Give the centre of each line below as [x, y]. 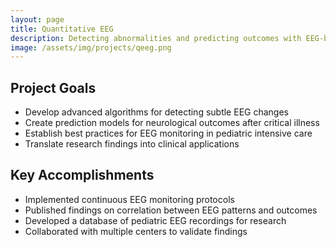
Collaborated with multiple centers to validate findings [136, 231]
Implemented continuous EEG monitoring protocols [129, 199]
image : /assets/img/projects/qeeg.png [91, 47]
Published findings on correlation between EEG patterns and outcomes [171, 210]
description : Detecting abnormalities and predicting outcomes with [156, 38]
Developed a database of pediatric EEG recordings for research [155, 220]
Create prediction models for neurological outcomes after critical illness [172, 123]
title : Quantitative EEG [62, 29]
